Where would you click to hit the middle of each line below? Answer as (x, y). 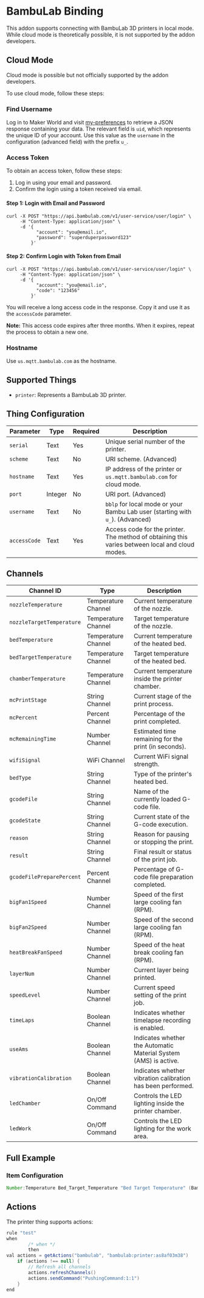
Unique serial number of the (145, 442)
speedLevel (25, 995)
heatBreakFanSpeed (36, 952)
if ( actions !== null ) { (49, 1261)
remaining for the (158, 739)
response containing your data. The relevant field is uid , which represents (99, 129)
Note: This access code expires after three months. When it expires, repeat (100, 325)
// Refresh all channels (59, 1267)
